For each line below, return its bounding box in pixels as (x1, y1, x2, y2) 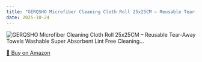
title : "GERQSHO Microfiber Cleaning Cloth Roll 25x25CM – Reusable (6, 8, 182, 15)
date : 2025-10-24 (6, 14, 50, 20)
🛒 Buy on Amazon (6, 49, 50, 56)
